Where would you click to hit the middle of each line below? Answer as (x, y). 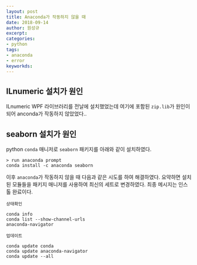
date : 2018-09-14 (27, 22)
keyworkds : (19, 66)
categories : (21, 39)
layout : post (22, 11)
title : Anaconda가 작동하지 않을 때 (46, 17)
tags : (13, 50)
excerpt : (17, 33)
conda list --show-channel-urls (46, 219)
